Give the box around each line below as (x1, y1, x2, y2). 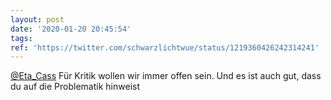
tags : (10, 33, 33, 43)
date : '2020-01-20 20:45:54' (10, 24, 132, 34)
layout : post (10, 14, 65, 25)
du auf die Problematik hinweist (10, 81, 140, 93)
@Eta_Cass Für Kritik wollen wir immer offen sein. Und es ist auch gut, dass (10, 70, 322, 82)
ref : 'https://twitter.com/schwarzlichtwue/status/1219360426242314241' (10, 42, 320, 53)
